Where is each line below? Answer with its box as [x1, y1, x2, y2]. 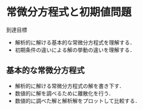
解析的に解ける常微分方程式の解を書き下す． [14, 82, 125, 89]
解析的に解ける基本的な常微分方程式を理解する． [14, 39, 135, 46]
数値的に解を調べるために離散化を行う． [14, 90, 114, 97]
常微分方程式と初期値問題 [6, 5, 132, 19]
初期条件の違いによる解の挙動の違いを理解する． [14, 46, 135, 54]
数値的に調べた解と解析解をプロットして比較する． [14, 97, 141, 104]
